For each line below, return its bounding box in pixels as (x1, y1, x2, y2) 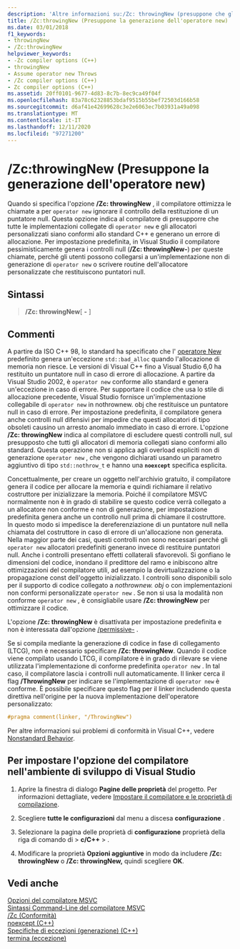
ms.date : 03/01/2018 (7, 24, 69, 31)
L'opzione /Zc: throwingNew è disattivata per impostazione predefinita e (7, 617, 222, 626)
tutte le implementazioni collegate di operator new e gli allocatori (7, 222, 197, 231)
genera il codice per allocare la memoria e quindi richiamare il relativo (7, 482, 212, 491)
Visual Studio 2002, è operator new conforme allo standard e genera (7, 377, 209, 386)
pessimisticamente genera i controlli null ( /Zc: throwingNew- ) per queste (7, 245, 224, 253)
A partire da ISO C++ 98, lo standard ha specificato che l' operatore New (7, 347, 222, 356)
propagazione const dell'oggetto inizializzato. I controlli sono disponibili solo (7, 573, 232, 582)
